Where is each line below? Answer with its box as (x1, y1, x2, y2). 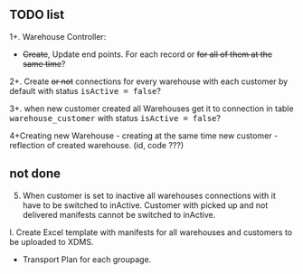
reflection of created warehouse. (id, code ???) (9, 139, 185, 150)
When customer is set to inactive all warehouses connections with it (22, 190, 276, 201)
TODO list (9, 7, 65, 23)
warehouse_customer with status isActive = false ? (9, 112, 222, 123)
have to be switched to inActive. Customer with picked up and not (22, 199, 269, 211)
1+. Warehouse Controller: (9, 31, 107, 42)
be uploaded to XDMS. (9, 236, 94, 247)
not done (9, 166, 62, 182)
